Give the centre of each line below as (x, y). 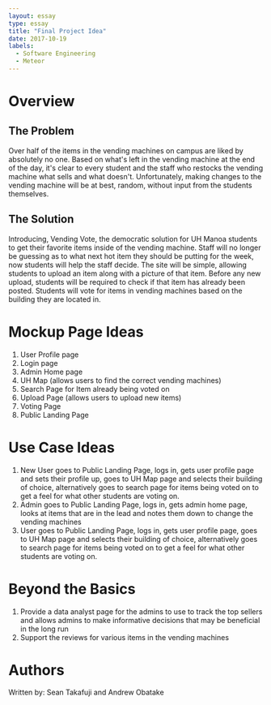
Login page (39, 363)
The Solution (41, 219)
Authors (36, 670)
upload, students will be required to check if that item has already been (127, 282)
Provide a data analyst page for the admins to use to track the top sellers (141, 611)
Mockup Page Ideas (76, 331)
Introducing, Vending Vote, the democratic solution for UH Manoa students (133, 239)
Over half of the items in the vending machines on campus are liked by (126, 150)
